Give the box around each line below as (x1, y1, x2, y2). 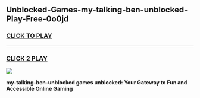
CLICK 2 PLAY (6, 54, 48, 62)
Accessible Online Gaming (6, 85, 73, 92)
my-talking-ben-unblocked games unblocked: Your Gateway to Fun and (6, 78, 187, 86)
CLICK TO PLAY (6, 32, 52, 40)
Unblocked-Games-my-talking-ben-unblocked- (6, 5, 188, 15)
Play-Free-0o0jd (6, 14, 69, 24)
